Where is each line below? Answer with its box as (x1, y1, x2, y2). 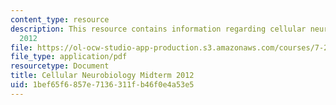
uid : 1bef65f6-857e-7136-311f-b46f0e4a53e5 (10, 80, 195, 90)
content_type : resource (10, 14, 110, 25)
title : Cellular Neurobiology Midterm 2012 (10, 71, 195, 81)
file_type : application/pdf (10, 52, 128, 62)
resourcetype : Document (10, 61, 110, 71)
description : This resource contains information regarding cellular (10, 24, 307, 34)
